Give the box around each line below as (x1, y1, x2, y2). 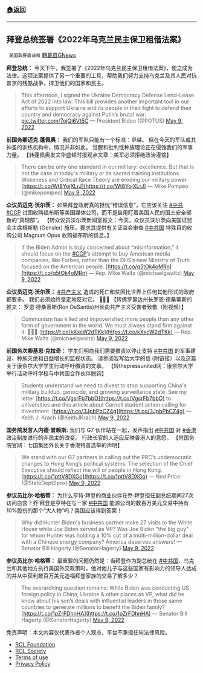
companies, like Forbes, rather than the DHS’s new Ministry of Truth (21, 257, 190, 264)
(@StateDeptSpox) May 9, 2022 (21, 479, 101, 487)
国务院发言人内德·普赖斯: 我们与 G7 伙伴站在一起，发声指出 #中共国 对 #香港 (6, 427, 197, 434)
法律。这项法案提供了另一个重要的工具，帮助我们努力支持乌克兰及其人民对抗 (6, 72, 197, 79)
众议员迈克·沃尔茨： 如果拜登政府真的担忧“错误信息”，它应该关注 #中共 (6, 201, 183, 209)
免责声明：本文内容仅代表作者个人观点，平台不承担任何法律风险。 (6, 629, 170, 636)
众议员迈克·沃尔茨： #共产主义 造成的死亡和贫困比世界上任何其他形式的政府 (6, 288, 195, 295)
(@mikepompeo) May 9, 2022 (21, 189, 95, 196)
